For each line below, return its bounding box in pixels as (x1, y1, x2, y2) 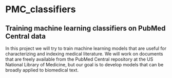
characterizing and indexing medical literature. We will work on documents (5, 51, 163, 57)
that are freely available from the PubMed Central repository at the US (5, 56, 154, 62)
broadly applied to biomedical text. (5, 67, 79, 73)
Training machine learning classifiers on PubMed (5, 24, 166, 33)
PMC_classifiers (5, 4, 76, 15)
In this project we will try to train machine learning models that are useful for (5, 45, 167, 51)
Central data (5, 32, 46, 40)
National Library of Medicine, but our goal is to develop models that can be (5, 62, 164, 67)
